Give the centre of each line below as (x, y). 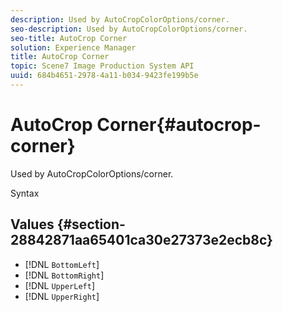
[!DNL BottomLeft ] (62, 264)
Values (32, 224)
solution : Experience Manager (73, 47)
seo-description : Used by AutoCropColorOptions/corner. (129, 29)
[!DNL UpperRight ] (62, 296)
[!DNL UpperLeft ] (59, 285)
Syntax (25, 193)
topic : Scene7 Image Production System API (102, 66)
